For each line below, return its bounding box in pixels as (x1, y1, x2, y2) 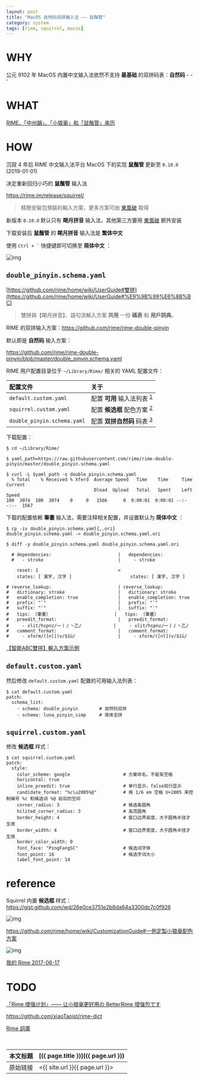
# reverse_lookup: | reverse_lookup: (6, 584, 163, 590)
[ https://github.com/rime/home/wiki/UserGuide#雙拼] (6, 286, 137, 293)
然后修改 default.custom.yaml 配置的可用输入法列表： (6, 677, 138, 684)
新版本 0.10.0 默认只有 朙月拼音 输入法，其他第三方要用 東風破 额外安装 (6, 217, 182, 224)
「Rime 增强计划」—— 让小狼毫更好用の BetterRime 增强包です (6, 1001, 161, 1008)
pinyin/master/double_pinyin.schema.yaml (6, 461, 110, 467)
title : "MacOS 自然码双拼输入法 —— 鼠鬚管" (6, 14, 106, 20)
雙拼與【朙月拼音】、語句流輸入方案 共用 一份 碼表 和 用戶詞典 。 (20, 311, 177, 318)
